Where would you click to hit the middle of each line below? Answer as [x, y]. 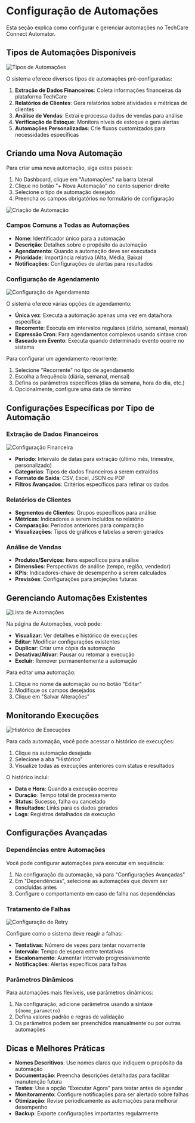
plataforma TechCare [41, 96]
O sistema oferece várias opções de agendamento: [69, 304]
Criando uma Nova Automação [64, 153]
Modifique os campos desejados [55, 690]
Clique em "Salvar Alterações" [52, 697]
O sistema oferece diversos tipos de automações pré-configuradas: [89, 78]
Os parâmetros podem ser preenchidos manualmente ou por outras [97, 1023]
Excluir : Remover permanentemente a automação [76, 661]
